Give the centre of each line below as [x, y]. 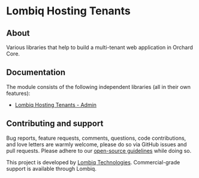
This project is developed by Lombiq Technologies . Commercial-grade [93, 162]
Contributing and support [55, 124]
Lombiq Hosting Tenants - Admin [56, 105]
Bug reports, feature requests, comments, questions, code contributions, [96, 138]
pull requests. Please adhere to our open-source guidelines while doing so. [99, 151]
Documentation [36, 73]
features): [18, 93]
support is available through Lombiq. [52, 168]
